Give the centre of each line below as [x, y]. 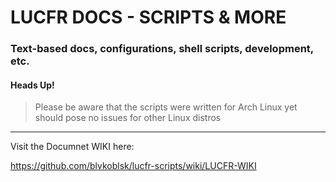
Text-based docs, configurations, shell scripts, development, [162, 49]
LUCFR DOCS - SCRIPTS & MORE [148, 17]
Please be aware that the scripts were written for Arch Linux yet [166, 107]
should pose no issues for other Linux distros [128, 118]
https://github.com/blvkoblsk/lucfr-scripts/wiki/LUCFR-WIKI [133, 166]
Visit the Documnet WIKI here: [72, 147]
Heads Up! [32, 85]
